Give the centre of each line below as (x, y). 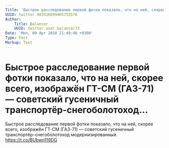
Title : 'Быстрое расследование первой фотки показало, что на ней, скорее (85, 10)
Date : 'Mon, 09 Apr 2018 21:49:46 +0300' (49, 33)
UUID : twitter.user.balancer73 (47, 29)
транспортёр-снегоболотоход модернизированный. (61, 134)
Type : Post (17, 38)
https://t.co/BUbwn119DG (31, 140)
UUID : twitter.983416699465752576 (41, 15)
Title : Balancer (31, 24)
